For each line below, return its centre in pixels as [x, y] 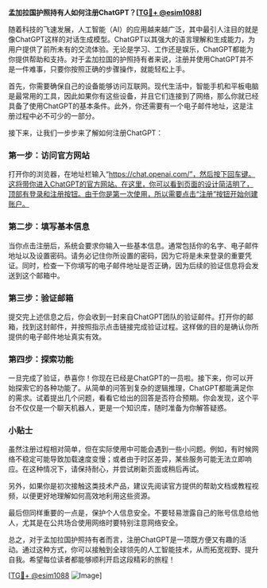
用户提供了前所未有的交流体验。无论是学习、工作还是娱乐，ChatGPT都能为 [131, 49]
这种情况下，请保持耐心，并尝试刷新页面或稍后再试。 [116, 469]
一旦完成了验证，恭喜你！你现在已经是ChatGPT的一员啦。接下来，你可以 [128, 378]
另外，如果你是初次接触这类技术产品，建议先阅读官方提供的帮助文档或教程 [130, 486]
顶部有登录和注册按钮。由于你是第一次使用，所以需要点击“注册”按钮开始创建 [133, 194]
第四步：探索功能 [41, 359]
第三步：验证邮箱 [41, 298]
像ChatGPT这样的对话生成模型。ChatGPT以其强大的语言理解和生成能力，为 [132, 39]
